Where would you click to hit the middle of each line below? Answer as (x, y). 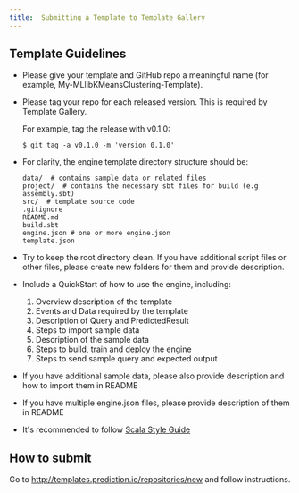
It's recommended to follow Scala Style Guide (106, 429)
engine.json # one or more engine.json (96, 234)
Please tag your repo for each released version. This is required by (145, 102)
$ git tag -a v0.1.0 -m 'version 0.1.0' (98, 145)
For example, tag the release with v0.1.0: (96, 129)
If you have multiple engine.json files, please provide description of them (156, 403)
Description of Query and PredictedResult (112, 321)
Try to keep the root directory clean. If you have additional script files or (154, 258)
